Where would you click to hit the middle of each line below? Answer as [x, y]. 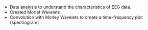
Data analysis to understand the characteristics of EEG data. [70, 7]
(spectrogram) [24, 22]
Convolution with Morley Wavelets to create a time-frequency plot [76, 17]
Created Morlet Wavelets [35, 12]
